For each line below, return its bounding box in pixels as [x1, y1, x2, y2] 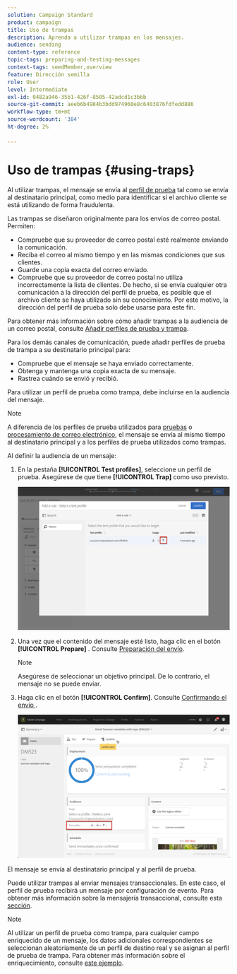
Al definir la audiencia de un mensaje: [7, 451, 116, 459]
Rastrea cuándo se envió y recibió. [17, 374, 119, 382]
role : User [7, 78, 39, 86]
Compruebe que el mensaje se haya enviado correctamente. [17, 359, 194, 368]
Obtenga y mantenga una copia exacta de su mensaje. [17, 366, 176, 375]
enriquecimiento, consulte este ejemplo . [7, 958, 124, 967]
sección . [7, 901, 32, 910]
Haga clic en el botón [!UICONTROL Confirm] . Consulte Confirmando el [17, 693, 227, 701]
